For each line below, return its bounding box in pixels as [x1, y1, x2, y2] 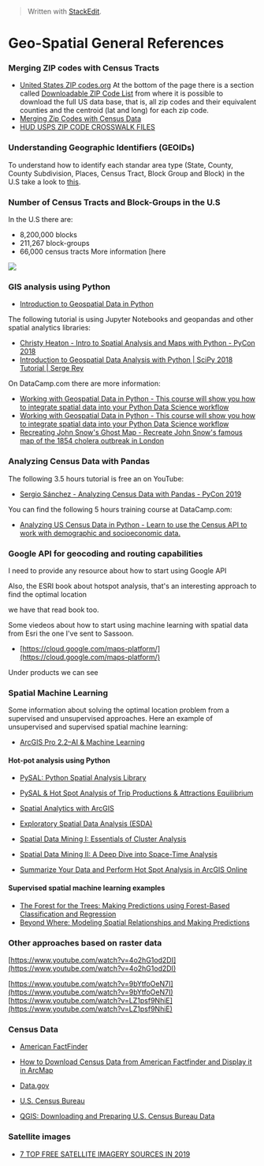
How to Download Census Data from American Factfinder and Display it [19, 1057, 252, 1066]
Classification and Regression [19, 909, 117, 919]
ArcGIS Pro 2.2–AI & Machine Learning [19, 738, 145, 747]
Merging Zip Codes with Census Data [19, 114, 142, 123]
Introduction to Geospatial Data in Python [19, 300, 154, 309]
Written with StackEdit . [27, 7, 102, 16]
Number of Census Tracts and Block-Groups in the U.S [8, 197, 221, 208]
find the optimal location [8, 589, 87, 599]
